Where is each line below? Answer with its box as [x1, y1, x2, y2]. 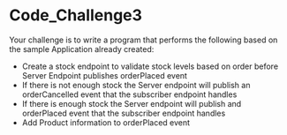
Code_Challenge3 [9, 5, 143, 26]
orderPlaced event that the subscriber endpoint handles [21, 108, 226, 118]
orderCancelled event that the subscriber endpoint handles [21, 89, 238, 100]
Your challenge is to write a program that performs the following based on [9, 34, 278, 45]
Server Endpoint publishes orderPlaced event [21, 70, 188, 80]
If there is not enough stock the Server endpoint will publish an [21, 79, 251, 90]
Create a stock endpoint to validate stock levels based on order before [21, 61, 279, 71]
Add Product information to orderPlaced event [21, 116, 191, 128]
